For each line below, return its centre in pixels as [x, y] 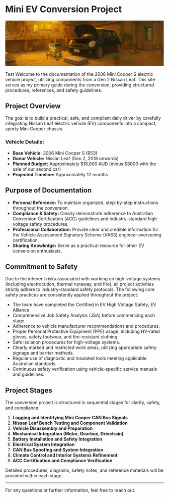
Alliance [21, 310]
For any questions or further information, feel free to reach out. [70, 490]
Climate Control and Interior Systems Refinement [65, 455]
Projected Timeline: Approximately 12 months [60, 174]
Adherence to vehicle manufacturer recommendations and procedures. [86, 326]
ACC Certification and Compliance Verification [62, 461]
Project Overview [33, 106]
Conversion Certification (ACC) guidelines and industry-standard [79, 219]
